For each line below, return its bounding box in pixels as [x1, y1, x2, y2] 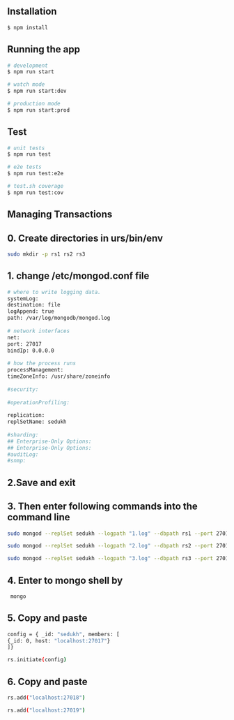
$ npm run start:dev [7, 87, 68, 95]
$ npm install [7, 24, 49, 31]
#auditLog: [7, 450, 39, 458]
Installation [7, 6, 57, 17]
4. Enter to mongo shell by [7, 574, 123, 586]
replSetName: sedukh [7, 418, 68, 425]
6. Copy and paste [7, 675, 88, 687]
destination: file [7, 302, 61, 309]
